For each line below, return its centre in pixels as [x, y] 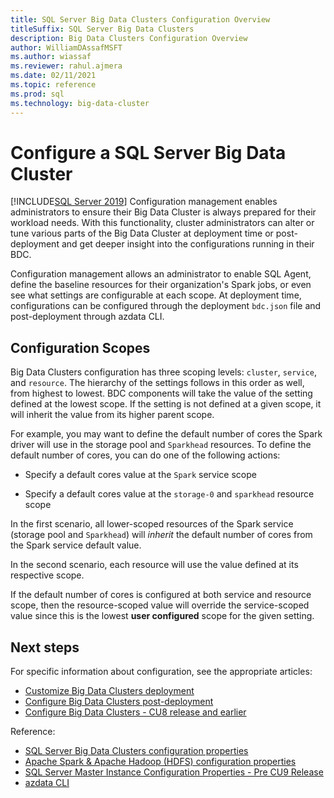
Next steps [45, 647]
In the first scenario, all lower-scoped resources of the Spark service [152, 524]
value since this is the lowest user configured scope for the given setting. [162, 616]
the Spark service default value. [76, 545]
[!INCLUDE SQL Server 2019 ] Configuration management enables [144, 202]
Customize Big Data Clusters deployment [109, 691]
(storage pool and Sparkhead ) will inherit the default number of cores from [161, 535]
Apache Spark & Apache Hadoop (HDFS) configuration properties [160, 762]
